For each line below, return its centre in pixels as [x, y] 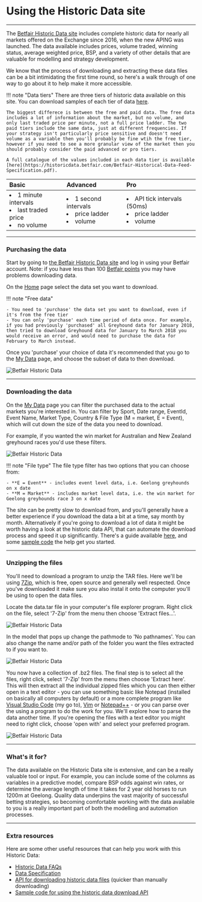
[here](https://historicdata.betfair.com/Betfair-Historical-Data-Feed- [99, 165]
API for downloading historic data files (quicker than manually [91, 880]
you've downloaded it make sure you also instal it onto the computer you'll [98, 588]
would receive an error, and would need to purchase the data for [91, 336]
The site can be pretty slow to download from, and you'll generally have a [97, 510]
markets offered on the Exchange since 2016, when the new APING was [95, 40]
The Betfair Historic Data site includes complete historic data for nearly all [98, 33]
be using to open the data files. [45, 595]
